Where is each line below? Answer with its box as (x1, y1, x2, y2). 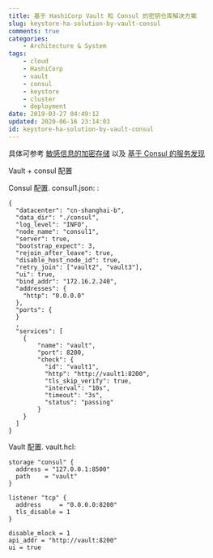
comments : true (8, 27, 60, 35)
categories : (8, 34, 49, 43)
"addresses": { (15, 284, 67, 292)
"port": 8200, (37, 348, 85, 357)
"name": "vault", (37, 341, 96, 349)
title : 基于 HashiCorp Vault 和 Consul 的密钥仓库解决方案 (8, 11, 197, 20)
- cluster (23, 95, 57, 103)
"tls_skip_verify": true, (44, 377, 132, 385)
